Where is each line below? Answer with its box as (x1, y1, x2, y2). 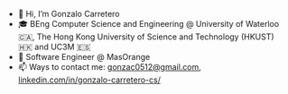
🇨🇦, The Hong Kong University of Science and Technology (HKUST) (17, 31, 274, 42)
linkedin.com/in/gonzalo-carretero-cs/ (17, 74, 161, 85)
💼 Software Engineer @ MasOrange (17, 52, 151, 62)
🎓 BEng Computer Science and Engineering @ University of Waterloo (17, 19, 280, 29)
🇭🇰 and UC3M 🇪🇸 (17, 41, 91, 52)
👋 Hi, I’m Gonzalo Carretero (17, 9, 120, 19)
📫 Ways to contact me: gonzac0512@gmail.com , (17, 62, 201, 72)
